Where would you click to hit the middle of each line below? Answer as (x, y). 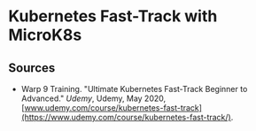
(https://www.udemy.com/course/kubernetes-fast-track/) (126, 117)
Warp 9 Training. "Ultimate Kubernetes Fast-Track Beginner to (134, 89)
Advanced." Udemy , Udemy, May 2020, (93, 98)
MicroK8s (45, 35)
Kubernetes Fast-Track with (113, 16)
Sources (32, 68)
